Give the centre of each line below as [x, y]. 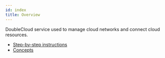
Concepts [23, 50]
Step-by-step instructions [40, 44]
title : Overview [23, 15]
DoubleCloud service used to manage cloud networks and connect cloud [83, 29]
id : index [16, 10]
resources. [17, 35]
